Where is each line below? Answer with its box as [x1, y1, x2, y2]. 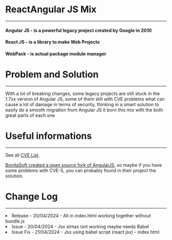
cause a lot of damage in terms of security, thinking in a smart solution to [5, 101, 160, 107]
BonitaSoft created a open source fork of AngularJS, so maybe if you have [5, 162, 162, 168]
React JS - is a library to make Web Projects [5, 39, 100, 45]
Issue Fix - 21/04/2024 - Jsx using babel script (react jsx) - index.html [12, 229, 160, 235]
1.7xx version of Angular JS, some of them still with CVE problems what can [5, 96, 165, 102]
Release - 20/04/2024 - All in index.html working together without [12, 212, 151, 218]
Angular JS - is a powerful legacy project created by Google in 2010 [5, 27, 152, 33]
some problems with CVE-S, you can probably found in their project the [5, 167, 156, 173]
